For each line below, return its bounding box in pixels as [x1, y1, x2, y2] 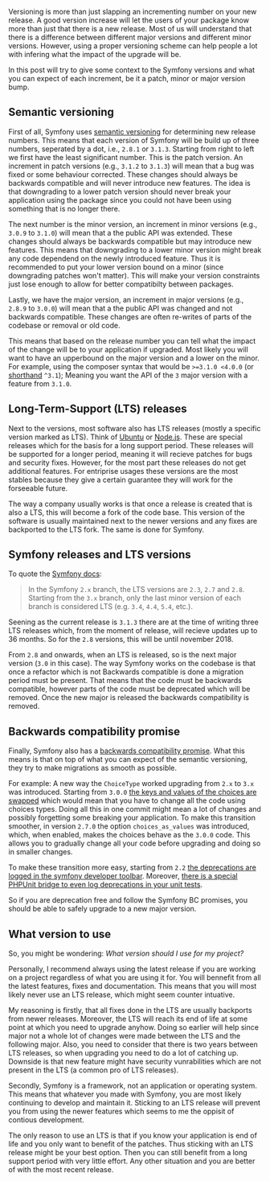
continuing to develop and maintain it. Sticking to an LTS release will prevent [8, 1098, 261, 1108]
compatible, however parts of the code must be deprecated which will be [8, 684, 251, 694]
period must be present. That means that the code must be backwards [8, 676, 243, 685]
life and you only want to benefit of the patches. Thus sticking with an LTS [8, 1139, 254, 1149]
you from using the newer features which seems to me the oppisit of [8, 1106, 235, 1117]
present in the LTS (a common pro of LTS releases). [8, 1065, 179, 1075]
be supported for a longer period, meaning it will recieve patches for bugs [8, 449, 253, 459]
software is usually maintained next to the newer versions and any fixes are [8, 516, 258, 525]
